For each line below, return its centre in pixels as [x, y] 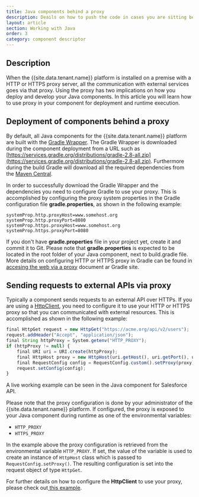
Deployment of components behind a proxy [88, 121]
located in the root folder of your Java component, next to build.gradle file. [97, 254]
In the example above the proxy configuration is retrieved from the [87, 445]
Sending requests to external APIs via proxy [89, 286]
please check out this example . [44, 488]
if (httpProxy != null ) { [38, 346]
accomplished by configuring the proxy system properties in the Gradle [93, 198]
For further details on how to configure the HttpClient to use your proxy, [94, 482]
